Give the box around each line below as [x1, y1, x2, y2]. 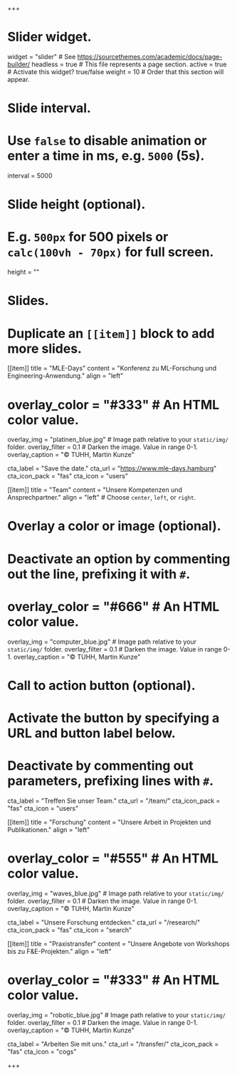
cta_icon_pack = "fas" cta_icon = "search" [7, 925, 132, 934]
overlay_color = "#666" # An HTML [7, 598, 220, 614]
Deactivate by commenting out [7, 758, 194, 774]
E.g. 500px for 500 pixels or [7, 229, 169, 245]
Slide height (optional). [7, 197, 146, 212]
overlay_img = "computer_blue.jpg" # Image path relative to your [7, 637, 197, 646]
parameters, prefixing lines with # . [7, 773, 214, 789]
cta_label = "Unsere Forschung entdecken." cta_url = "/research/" [7, 917, 201, 927]
